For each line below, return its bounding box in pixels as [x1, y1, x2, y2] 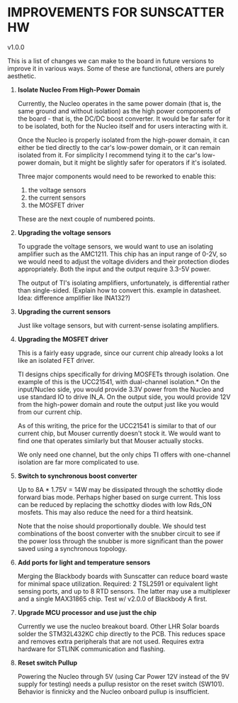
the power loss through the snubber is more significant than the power [17, 537, 224, 545]
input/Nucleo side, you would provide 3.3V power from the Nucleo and [17, 385, 225, 393]
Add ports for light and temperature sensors [17, 558, 151, 567]
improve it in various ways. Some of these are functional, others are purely [7, 64, 225, 72]
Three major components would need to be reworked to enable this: [17, 172, 216, 180]
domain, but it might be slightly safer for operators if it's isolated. [38, 158, 227, 167]
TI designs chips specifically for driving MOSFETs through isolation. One [17, 370, 229, 378]
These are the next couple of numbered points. [17, 214, 156, 223]
